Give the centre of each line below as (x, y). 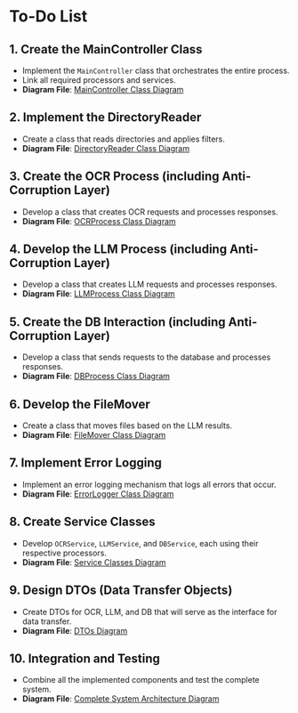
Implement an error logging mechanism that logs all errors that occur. (149, 484)
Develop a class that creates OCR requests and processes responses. (150, 212)
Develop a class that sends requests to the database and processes (146, 357)
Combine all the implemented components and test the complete (141, 680)
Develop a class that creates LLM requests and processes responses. (149, 284)
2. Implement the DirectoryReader (105, 117)
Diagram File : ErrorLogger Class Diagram (98, 494)
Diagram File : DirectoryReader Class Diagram (105, 148)
